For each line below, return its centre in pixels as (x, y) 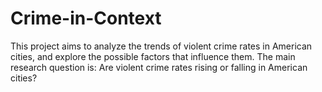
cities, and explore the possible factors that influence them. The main (153, 56)
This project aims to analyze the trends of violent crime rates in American (161, 46)
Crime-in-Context (86, 18)
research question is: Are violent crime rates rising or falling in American (159, 67)
